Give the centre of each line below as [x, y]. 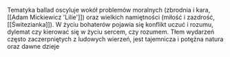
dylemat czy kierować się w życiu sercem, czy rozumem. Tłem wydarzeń [111, 32]
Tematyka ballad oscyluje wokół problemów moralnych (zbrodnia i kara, [109, 10]
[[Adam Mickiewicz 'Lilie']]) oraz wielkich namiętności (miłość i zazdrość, [111, 17]
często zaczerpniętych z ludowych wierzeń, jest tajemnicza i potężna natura [115, 39]
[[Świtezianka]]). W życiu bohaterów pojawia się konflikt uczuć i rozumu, [110, 24]
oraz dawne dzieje [33, 46]
